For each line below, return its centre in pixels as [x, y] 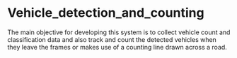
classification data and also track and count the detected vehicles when [112, 39]
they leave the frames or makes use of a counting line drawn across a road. [117, 47]
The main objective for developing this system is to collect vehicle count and [119, 32]
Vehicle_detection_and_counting [106, 13]
